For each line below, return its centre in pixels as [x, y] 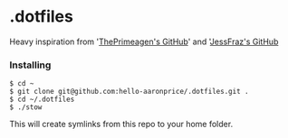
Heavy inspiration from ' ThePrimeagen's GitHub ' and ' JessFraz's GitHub [144, 41]
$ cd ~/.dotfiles [42, 100]
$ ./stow [26, 107]
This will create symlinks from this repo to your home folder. [121, 124]
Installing [30, 65]
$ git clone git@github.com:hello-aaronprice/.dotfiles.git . [129, 92]
